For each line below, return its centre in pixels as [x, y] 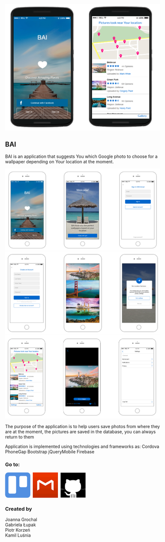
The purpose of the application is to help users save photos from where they [82, 426]
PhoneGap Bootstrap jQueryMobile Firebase [50, 452]
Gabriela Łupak [20, 525]
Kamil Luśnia [18, 535]
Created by [19, 508]
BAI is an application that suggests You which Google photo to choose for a [82, 156]
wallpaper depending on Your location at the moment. [59, 161]
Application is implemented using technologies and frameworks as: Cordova [82, 446]
